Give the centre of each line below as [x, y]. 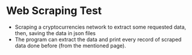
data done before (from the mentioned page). [70, 46]
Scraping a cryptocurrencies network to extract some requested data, [100, 27]
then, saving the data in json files [55, 33]
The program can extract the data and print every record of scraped [98, 39]
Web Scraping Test [54, 11]
